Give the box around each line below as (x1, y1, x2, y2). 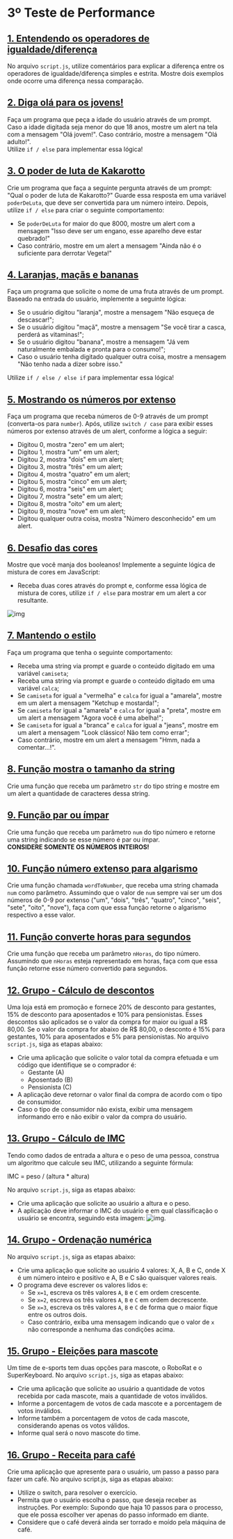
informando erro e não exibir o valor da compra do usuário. (17, 1112, 187, 1121)
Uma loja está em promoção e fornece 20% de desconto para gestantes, (7, 1002, 216, 1011)
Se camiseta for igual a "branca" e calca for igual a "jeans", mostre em (17, 720, 219, 729)
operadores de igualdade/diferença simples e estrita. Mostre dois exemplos (7, 70, 224, 77)
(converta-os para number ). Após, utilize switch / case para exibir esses (7, 420, 214, 428)
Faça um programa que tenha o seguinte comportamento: (7, 648, 173, 656)
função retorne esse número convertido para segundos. (7, 964, 168, 972)
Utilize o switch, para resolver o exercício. (17, 1488, 138, 1497)
